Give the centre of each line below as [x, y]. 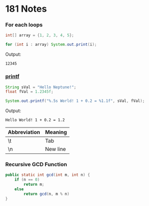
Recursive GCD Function [36, 165]
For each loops [24, 25]
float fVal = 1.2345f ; [29, 92]
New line [56, 149]
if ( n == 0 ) [27, 180]
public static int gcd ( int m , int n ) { [48, 175]
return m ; [34, 185]
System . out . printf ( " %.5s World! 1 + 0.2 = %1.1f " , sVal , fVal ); [75, 101]
